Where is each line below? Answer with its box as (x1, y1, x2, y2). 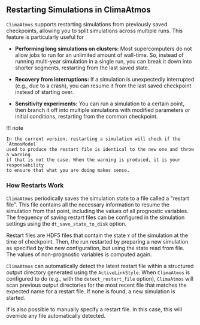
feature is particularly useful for (6, 33, 84, 41)
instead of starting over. (14, 88, 74, 95)
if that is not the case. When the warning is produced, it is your (6, 157, 181, 163)
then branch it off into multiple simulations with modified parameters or (14, 106, 190, 113)
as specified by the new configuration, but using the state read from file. (6, 245, 184, 252)
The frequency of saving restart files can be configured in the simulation (6, 214, 185, 221)
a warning (6, 151, 31, 157)
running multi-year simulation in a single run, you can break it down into (14, 57, 192, 65)
